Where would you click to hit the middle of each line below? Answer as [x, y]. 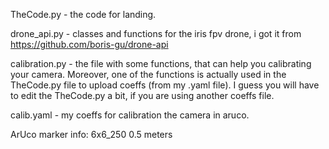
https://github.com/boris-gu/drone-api [89, 44]
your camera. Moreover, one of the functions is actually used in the [148, 74]
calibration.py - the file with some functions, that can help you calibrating [161, 63]
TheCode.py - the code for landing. [83, 14]
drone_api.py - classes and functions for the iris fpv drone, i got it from [156, 33]
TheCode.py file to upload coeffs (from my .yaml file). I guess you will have [165, 85]
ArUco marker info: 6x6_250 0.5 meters [91, 134]
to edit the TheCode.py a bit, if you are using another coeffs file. [142, 95]
